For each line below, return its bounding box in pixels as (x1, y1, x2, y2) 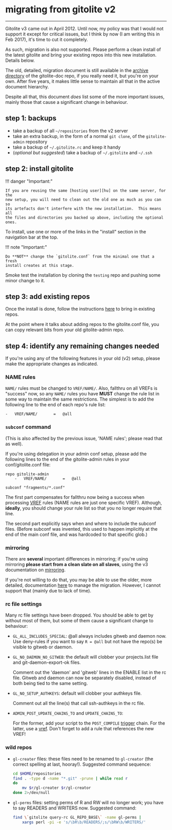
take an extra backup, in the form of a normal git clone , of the (12, 133, 145, 139)
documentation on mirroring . (5, 567, 66, 573)
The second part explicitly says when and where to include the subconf (5, 520, 156, 527)
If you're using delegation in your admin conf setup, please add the (5, 450, 147, 457)
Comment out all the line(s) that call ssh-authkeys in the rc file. (12, 700, 145, 707)
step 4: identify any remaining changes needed (5, 341, 160, 350)
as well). (5, 441, 23, 447)
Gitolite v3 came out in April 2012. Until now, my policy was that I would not (5, 25, 164, 31)
